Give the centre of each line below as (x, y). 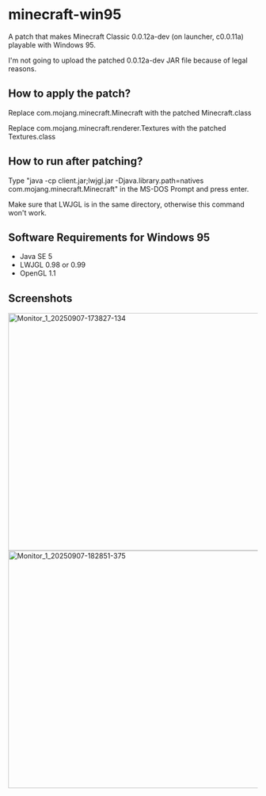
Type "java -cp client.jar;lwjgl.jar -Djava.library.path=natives (106, 181)
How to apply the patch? (70, 94)
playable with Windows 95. (52, 44)
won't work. (28, 212)
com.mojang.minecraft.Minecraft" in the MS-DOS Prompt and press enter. (129, 189)
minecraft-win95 (65, 15)
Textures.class (32, 136)
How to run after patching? (76, 161)
